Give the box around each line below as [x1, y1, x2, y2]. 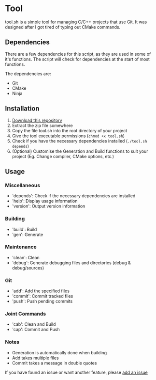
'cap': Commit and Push [12, 327, 60, 332]
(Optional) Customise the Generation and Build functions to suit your [12, 148, 148, 154]
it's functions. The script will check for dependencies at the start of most [5, 56, 150, 62]
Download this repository [12, 117, 62, 123]
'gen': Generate [12, 231, 43, 237]
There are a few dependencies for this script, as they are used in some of [5, 51, 151, 57]
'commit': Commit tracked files [12, 293, 73, 299]
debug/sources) [12, 265, 44, 270]
